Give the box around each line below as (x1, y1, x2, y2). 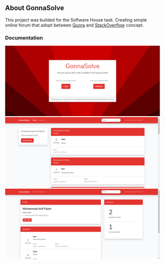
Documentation (5, 34, 43, 41)
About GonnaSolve (5, 4, 64, 12)
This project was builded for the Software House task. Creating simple (5, 17, 147, 23)
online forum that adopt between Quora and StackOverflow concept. (5, 22, 144, 28)
